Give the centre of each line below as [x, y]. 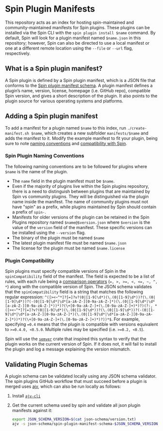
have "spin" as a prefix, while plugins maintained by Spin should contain [84, 207]
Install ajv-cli [26, 396]
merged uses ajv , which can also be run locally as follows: [63, 386]
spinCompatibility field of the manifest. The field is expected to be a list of [80, 276]
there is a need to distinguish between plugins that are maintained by [81, 191]
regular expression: [24, 297]
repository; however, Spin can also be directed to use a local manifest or [77, 43]
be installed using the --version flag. [49, 232]
